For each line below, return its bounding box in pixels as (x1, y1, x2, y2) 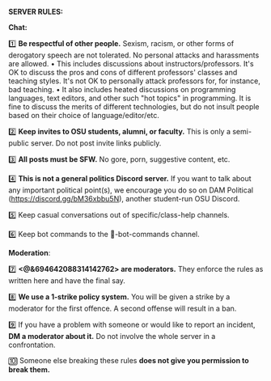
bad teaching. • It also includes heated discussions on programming (8, 85, 236, 94)
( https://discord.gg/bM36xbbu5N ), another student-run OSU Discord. (8, 194, 240, 203)
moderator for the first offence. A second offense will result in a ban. (8, 303, 237, 313)
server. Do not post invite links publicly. (31, 138, 162, 148)
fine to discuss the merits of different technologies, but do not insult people (8, 102, 260, 112)
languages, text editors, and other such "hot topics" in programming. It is (8, 93, 252, 103)
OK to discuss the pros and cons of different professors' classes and (8, 68, 238, 77)
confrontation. (8, 340, 56, 349)
